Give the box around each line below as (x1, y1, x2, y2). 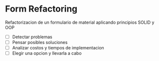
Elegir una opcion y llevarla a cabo (12, 50, 82, 56)
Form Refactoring (5, 3, 78, 15)
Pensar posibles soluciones (12, 40, 68, 45)
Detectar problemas (12, 34, 53, 40)
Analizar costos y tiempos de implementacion (12, 45, 104, 51)
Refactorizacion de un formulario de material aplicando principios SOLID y (5, 19, 155, 25)
